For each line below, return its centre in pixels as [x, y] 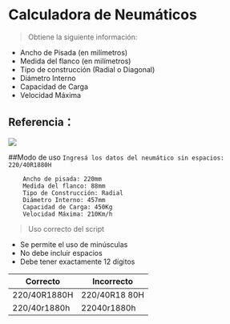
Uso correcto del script [66, 229]
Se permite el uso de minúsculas [74, 244]
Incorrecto [113, 281]
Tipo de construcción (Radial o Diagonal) [87, 69]
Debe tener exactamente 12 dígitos [77, 261]
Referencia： [41, 122]
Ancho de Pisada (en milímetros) [74, 52]
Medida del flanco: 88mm [64, 186]
